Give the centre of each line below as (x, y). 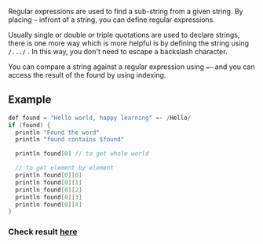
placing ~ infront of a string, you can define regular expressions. (112, 20)
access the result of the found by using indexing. (87, 75)
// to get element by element (64, 168)
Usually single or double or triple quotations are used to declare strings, (124, 35)
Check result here (43, 232)
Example (30, 100)
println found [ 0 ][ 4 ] (49, 204)
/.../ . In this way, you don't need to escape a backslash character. (118, 51)
